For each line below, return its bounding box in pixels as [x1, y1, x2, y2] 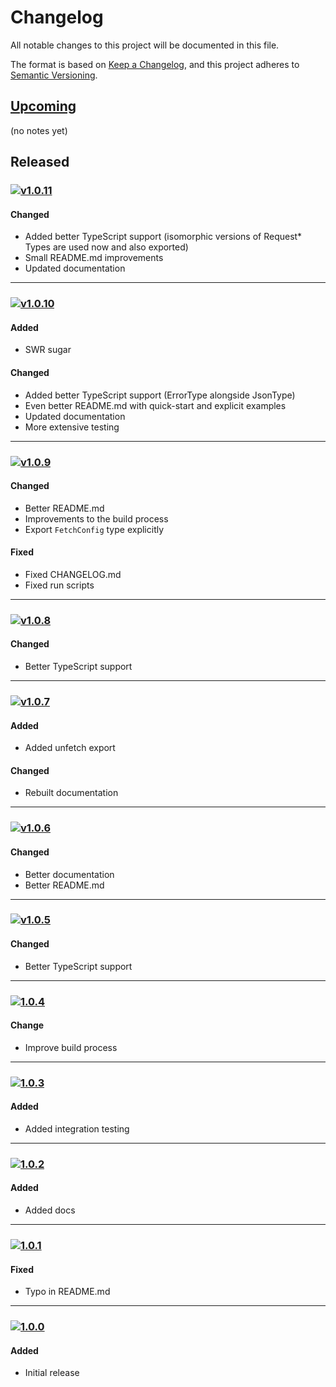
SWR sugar [24, 344, 72, 356]
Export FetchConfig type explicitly [24, 523, 165, 535]
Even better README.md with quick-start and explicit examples [24, 399, 287, 411]
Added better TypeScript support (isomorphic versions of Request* [24, 231, 303, 243]
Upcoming [10, 98, 77, 115]
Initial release [24, 1367, 80, 1379]
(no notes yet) [10, 124, 68, 136]
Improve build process [24, 1041, 118, 1053]
